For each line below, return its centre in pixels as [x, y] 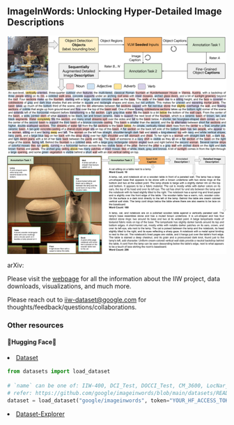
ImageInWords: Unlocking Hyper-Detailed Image [115, 12]
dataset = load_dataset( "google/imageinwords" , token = [88, 401]
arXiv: [16, 265]
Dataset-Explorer [40, 414]
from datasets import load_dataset [59, 371]
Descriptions [36, 23]
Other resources [36, 325]
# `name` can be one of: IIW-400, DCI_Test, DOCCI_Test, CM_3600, [106, 386]
